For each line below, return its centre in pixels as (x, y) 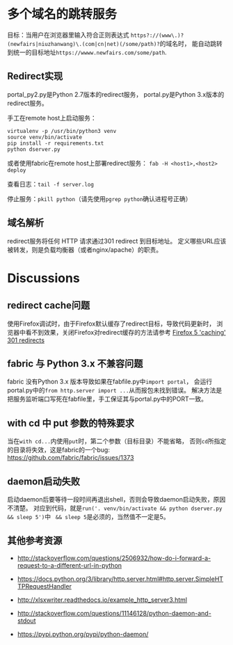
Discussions (43, 278)
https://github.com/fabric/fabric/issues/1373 (71, 458)
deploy (17, 170)
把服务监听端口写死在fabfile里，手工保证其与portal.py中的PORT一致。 (107, 399)
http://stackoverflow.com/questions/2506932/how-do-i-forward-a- (114, 558)
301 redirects (26, 340)
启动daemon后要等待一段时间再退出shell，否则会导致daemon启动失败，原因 (116, 499)
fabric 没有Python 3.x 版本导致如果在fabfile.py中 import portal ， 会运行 (110, 382)
